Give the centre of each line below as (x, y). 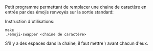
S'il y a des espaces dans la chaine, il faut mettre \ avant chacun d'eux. (76, 43)
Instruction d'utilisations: (30, 21)
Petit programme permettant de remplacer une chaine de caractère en (76, 7)
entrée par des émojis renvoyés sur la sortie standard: (59, 12)
